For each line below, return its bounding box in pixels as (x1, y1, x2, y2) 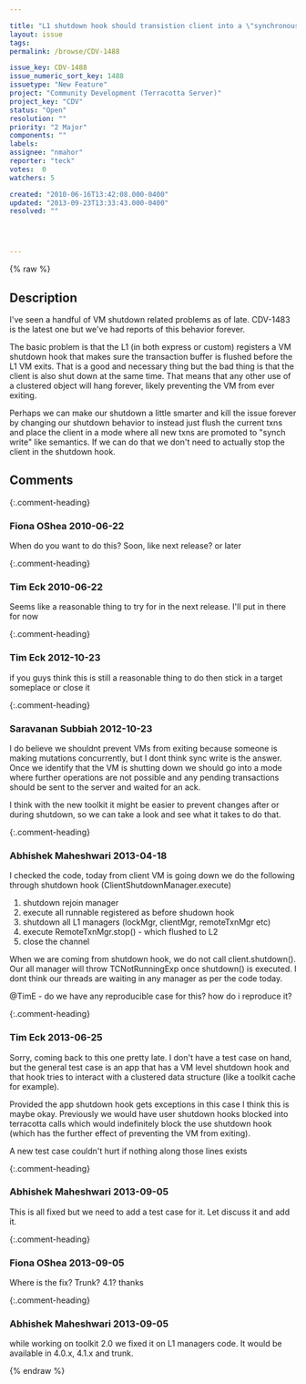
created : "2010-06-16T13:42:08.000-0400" (9, 190, 169, 199)
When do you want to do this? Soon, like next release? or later (9, 540, 242, 551)
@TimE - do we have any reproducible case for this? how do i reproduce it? (9, 990, 292, 1002)
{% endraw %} (9, 1366, 66, 1377)
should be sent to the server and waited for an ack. (9, 781, 201, 793)
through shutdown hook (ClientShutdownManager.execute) (9, 880, 232, 891)
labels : (9, 139, 39, 149)
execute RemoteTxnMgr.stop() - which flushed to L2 (22, 927, 219, 938)
